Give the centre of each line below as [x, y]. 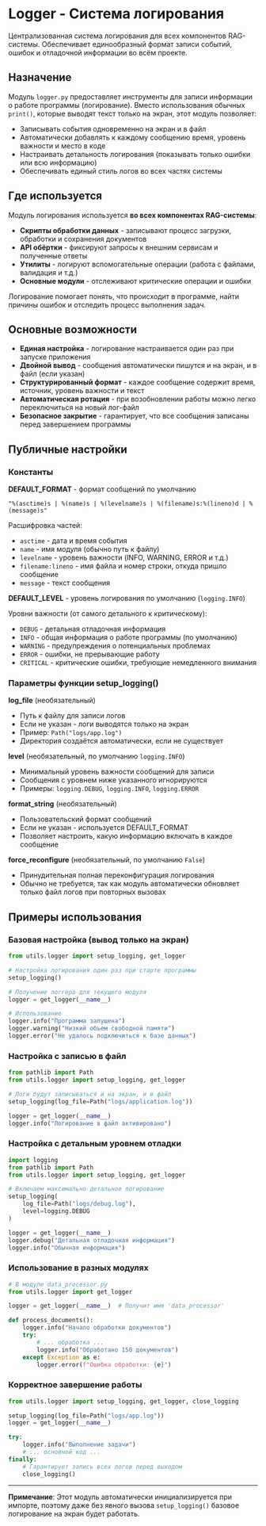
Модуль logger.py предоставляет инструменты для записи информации [131, 97]
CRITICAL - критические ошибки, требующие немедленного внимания [138, 663]
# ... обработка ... [70, 1342]
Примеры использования [75, 917]
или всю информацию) [58, 163]
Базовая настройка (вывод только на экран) [99, 939]
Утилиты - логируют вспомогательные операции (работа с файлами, [137, 264]
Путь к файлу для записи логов [72, 716]
